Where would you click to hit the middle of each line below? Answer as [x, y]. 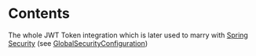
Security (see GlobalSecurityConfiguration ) [78, 43]
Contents [39, 14]
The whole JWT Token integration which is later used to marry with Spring [128, 35]
